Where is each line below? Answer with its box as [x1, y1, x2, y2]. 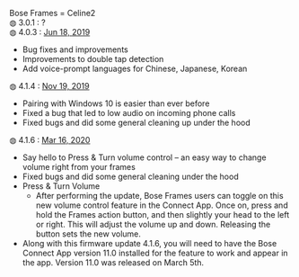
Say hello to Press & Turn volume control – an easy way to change [22, 152, 267, 163]
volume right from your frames [22, 162, 136, 172]
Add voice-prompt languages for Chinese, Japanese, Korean [22, 63, 248, 74]
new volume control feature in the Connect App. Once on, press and [35, 200, 289, 210]
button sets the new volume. [35, 228, 142, 239]
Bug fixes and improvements [22, 44, 128, 55]
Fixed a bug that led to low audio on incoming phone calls [22, 108, 236, 118]
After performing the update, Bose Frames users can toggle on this [35, 191, 285, 201]
